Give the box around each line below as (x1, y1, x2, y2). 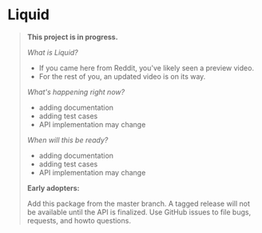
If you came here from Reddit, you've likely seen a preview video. (38, 62, 255, 73)
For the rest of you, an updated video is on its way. (38, 71, 206, 81)
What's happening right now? (26, 86, 125, 97)
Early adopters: (26, 183, 80, 193)
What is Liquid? (26, 47, 79, 57)
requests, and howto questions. (26, 215, 131, 225)
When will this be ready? (26, 135, 109, 145)
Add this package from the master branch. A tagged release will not (26, 199, 251, 208)
